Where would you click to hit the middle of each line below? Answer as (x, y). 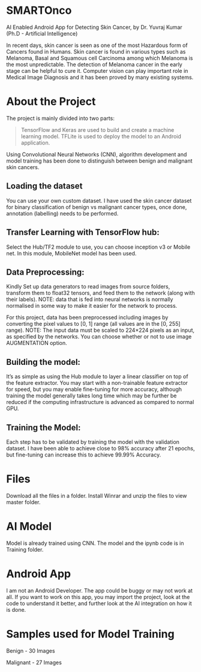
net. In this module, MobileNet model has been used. (71, 253)
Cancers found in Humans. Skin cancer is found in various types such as (96, 51)
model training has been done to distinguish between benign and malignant (99, 161)
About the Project (51, 101)
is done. (16, 609)
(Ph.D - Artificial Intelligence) (42, 33)
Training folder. (25, 549)
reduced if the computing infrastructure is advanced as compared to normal (100, 402)
